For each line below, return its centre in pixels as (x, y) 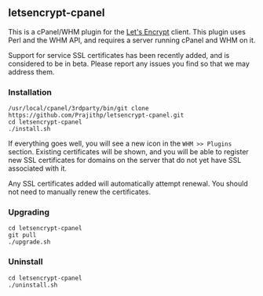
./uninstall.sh (33, 285)
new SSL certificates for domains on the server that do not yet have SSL (125, 161)
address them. (31, 72)
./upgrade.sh (29, 242)
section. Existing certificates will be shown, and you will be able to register (128, 152)
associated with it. (38, 168)
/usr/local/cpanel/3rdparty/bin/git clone (79, 109)
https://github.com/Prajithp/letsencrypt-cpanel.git (96, 116)
